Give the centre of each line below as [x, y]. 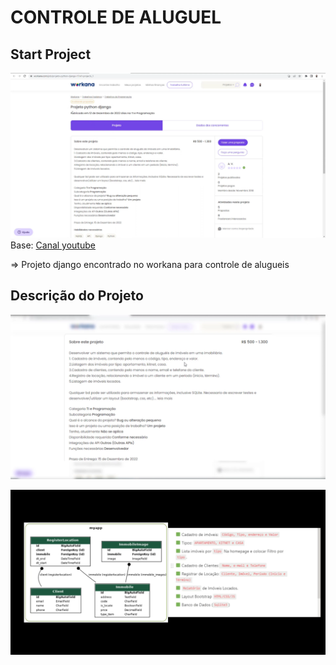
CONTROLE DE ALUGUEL [116, 17]
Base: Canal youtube [53, 245]
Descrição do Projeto [77, 296]
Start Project [51, 54]
